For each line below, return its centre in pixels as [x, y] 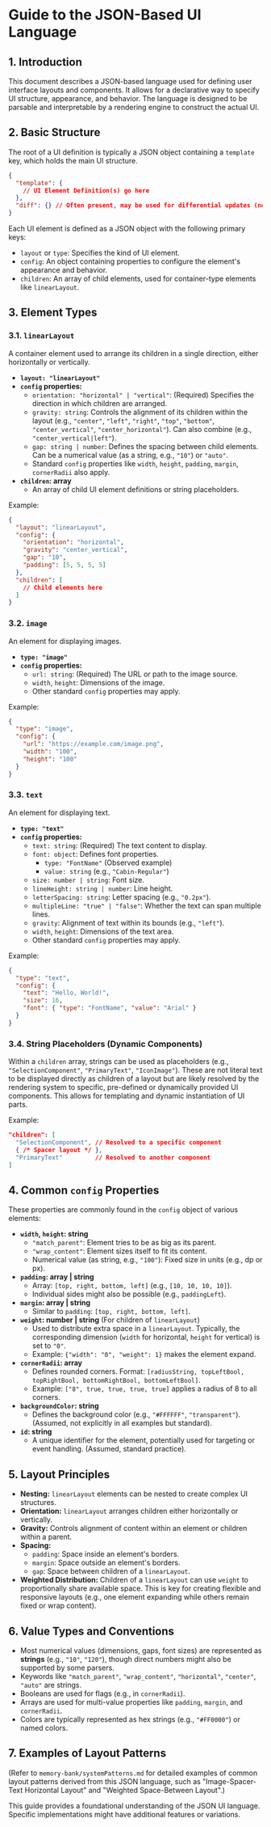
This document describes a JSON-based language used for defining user [130, 81]
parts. [18, 1104]
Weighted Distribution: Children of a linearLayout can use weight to [134, 1580]
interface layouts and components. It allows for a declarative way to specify [134, 90]
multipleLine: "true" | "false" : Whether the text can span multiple [147, 905]
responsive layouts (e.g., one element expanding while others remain [135, 1597]
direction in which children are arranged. [100, 403]
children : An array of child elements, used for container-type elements [138, 279]
